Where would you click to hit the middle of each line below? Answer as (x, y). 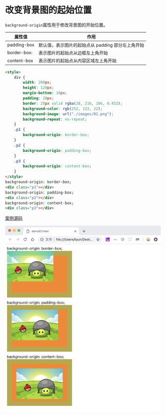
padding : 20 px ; (39, 98)
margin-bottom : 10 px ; (45, 93)
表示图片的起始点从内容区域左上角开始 (78, 61)
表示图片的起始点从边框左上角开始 (73, 53)
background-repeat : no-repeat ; (55, 119)
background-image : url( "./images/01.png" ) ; (68, 114)
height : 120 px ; (39, 88)
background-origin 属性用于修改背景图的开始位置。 (56, 25)
